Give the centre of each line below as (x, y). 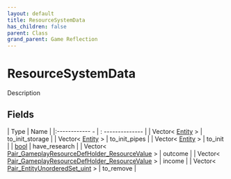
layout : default (31, 14)
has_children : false (37, 26)
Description (24, 93)
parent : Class (28, 33)
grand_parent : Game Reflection (53, 40)
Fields (21, 115)
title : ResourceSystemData (46, 20)
